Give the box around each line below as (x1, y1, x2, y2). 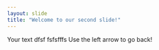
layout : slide (7, 10, 48, 17)
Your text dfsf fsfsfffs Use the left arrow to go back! (7, 35, 153, 43)
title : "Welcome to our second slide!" (7, 16, 121, 23)
